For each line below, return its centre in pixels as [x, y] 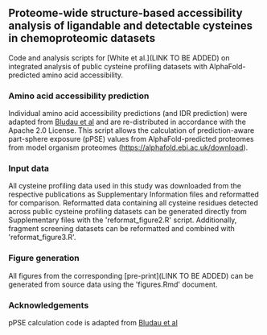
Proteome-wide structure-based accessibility [125, 13]
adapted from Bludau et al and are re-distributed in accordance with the [127, 122]
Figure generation [44, 258]
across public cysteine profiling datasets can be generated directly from [128, 212]
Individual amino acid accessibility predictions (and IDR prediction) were [128, 114]
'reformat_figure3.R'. [42, 238]
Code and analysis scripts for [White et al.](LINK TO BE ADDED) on [119, 58]
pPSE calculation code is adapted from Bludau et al [93, 323]
